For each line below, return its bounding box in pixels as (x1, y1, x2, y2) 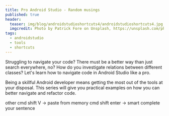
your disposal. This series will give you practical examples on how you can (5, 84, 160, 91)
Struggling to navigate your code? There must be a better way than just (5, 59, 153, 65)
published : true (5, 12, 39, 17)
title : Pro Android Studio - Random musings (5, 7, 100, 13)
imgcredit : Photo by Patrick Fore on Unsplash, (10, 26, 112, 31)
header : (5, 17, 22, 22)
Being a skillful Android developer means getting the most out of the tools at (5, 79, 163, 85)
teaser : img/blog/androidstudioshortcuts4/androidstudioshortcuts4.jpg (10, 21, 163, 27)
